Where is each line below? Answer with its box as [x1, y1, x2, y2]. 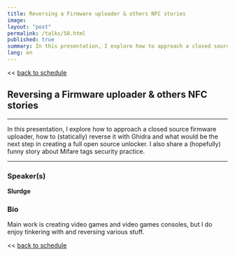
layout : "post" [7, 23, 52, 30]
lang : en [7, 50, 33, 57]
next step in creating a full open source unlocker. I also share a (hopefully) [7, 139, 222, 148]
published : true [7, 36, 55, 43]
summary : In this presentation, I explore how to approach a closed [7, 43, 211, 50]
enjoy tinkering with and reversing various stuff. [7, 228, 145, 236]
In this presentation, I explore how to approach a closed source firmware [7, 125, 217, 133]
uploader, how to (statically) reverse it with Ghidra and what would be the [7, 132, 219, 141]
